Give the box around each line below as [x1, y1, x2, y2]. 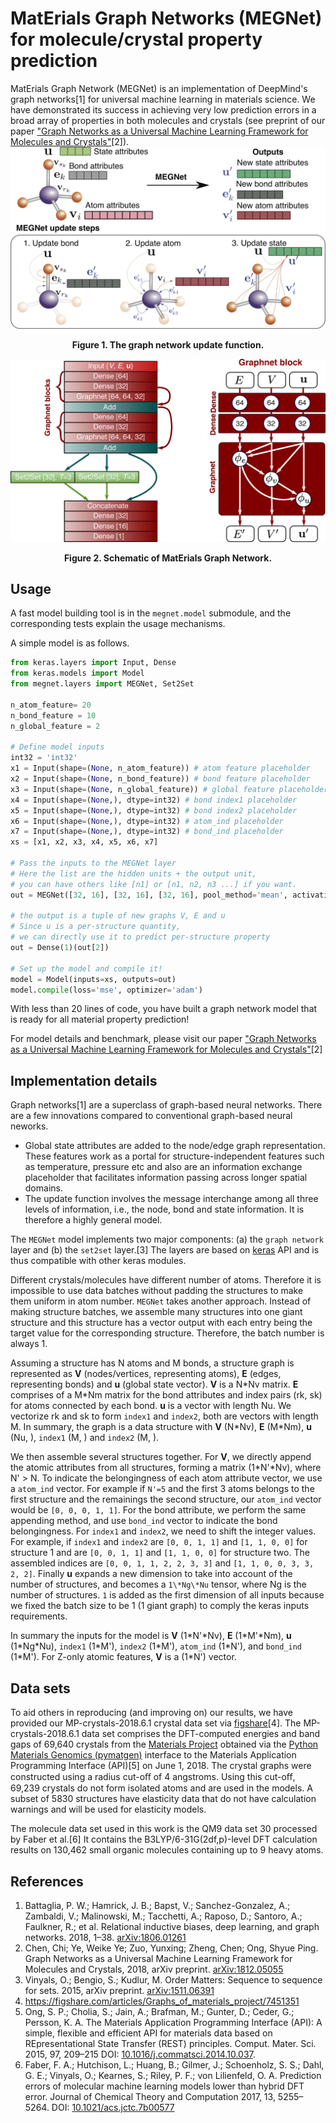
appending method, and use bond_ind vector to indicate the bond [10, 1515, 278, 1527]
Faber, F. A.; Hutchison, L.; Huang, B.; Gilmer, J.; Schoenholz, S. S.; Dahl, [24, 2058, 325, 2071]
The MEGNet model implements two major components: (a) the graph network [10, 1233, 324, 1246]
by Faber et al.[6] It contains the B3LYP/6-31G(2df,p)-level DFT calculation [10, 1833, 318, 1846]
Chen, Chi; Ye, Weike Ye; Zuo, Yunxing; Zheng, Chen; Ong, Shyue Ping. [24, 1942, 319, 1954]
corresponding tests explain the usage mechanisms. [10, 618, 226, 630]
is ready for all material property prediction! [10, 1013, 190, 1026]
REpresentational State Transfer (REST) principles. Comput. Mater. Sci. [24, 2037, 317, 2049]
